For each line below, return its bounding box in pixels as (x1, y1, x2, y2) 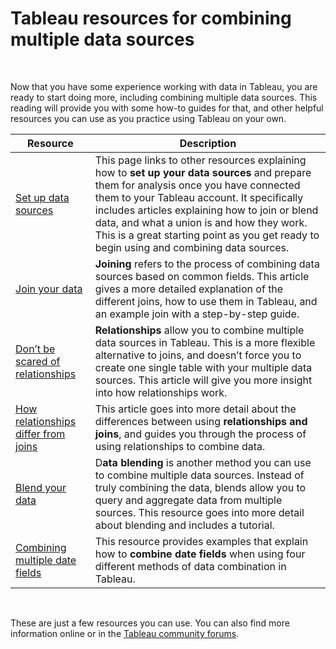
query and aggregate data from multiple (94, 493, 283, 507)
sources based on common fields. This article (94, 269, 310, 283)
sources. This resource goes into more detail (94, 505, 305, 519)
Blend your (15, 480, 67, 494)
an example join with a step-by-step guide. (94, 307, 300, 321)
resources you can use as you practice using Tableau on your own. (10, 112, 287, 124)
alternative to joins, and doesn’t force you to (94, 348, 302, 362)
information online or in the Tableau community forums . (10, 627, 240, 639)
